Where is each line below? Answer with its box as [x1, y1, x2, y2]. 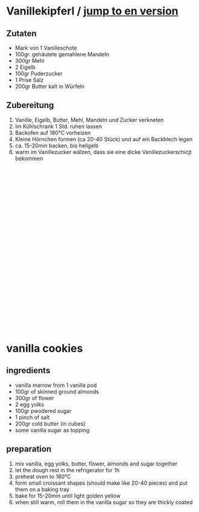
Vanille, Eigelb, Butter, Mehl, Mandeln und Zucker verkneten [14, 116, 164, 123]
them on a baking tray [14, 485, 70, 493]
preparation [6, 444, 52, 454]
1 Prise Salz [14, 77, 44, 83]
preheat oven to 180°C [14, 473, 71, 480]
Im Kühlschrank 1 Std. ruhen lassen [14, 123, 103, 130]
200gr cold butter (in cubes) [14, 420, 86, 427]
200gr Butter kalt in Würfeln [14, 83, 85, 90]
